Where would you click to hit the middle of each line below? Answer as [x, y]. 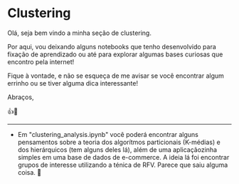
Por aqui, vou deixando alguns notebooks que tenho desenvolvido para [112, 46]
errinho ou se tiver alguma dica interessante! [73, 83]
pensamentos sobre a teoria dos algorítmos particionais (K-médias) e [119, 142]
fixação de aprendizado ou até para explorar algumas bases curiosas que [115, 54]
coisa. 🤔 [29, 172]
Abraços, [21, 97]
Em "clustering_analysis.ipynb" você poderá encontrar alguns [108, 134]
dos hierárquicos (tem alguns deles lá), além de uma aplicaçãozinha [117, 149]
